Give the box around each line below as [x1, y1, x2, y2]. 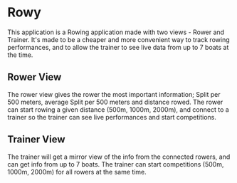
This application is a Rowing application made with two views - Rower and [7, 28, 225, 36]
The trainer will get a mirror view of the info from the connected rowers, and [7, 152, 231, 161]
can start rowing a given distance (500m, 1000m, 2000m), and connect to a [7, 105, 229, 114]
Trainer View [7, 133, 65, 146]
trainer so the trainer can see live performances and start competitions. [7, 113, 217, 121]
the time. [7, 51, 33, 59]
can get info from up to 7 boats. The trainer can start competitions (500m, [7, 160, 224, 168]
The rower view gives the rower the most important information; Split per [7, 90, 221, 98]
